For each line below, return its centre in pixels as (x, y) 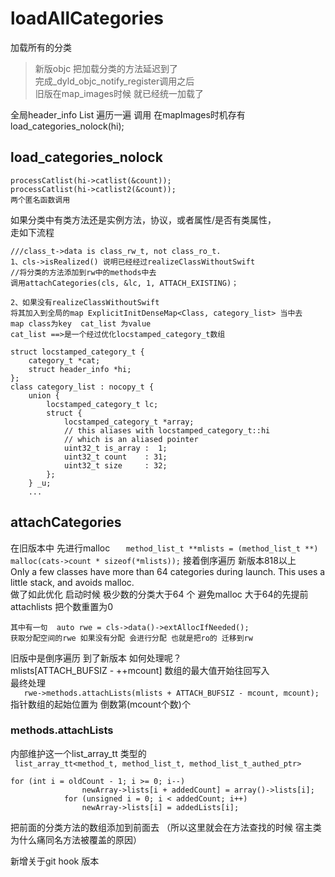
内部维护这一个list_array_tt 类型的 (78, 753)
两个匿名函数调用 (40, 200)
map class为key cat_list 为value (81, 323)
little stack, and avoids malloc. (72, 582)
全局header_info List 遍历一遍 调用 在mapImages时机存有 (128, 114)
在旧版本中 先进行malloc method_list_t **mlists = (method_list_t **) (164, 548)
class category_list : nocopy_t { (82, 387)
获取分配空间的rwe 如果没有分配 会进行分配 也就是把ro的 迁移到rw (131, 638)
